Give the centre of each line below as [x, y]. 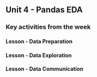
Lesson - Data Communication [45, 69]
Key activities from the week [48, 27]
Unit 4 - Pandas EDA [44, 10]
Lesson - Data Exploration [39, 55]
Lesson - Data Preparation [39, 41]
